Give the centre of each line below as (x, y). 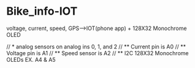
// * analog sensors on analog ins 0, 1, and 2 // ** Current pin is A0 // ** (96, 47)
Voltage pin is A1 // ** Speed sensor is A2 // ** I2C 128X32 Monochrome (97, 53)
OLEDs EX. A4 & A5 (31, 59)
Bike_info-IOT (42, 11)
